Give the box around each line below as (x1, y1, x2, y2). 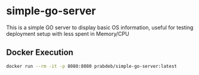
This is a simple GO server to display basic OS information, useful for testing (6, 24, 194, 31)
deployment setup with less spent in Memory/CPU (6, 30, 129, 37)
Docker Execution (6, 48, 73, 58)
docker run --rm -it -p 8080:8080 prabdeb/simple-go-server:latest (6, 63, 178, 69)
